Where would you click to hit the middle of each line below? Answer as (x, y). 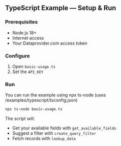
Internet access (28, 38)
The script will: (20, 119)
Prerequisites (21, 22)
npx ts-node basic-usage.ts (34, 109)
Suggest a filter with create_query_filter (54, 133)
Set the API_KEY (28, 72)
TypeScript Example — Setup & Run (61, 8)
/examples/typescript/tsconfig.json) (41, 100)
